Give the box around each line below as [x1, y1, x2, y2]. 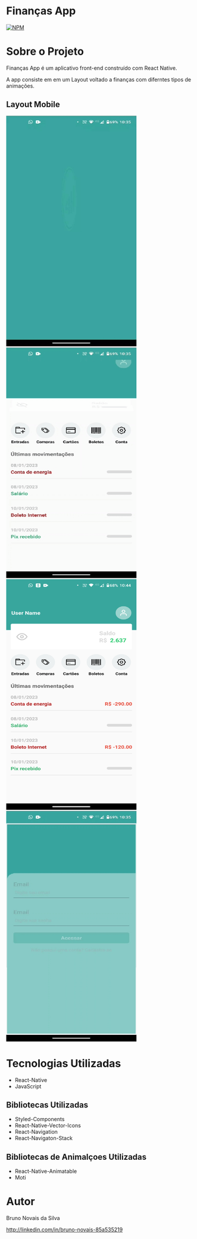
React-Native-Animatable [14, 1168, 77, 1175]
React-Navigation [14, 1128, 58, 1135]
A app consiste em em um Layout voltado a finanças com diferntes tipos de [6, 76, 192, 83]
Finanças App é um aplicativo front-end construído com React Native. [6, 64, 177, 71]
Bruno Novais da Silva [6, 1215, 61, 1222]
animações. [6, 82, 35, 89]
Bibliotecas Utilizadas [6, 1100, 89, 1110]
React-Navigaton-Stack [14, 1135, 73, 1142]
